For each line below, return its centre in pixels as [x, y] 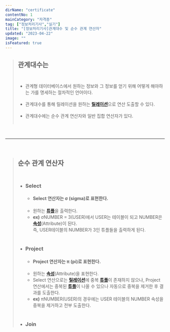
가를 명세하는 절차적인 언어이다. [62, 92]
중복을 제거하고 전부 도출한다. [62, 306]
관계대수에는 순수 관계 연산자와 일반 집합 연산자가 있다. [79, 116]
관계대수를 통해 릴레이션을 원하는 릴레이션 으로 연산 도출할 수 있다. [90, 104]
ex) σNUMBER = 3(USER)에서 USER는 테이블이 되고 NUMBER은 [98, 217]
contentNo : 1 [19, 15]
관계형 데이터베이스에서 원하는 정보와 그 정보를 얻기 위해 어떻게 [87, 86]
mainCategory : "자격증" [29, 19]
